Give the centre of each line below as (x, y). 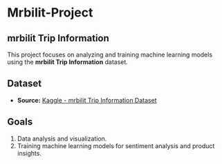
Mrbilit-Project (50, 13)
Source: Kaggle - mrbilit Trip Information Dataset (87, 100)
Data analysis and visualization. (62, 139)
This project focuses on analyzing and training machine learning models (110, 54)
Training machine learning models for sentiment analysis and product (116, 145)
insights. (29, 153)
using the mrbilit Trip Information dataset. (67, 62)
